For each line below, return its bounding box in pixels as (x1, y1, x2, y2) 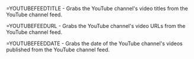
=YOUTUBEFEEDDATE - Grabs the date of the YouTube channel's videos (6, 40, 183, 47)
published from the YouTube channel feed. (6, 46, 110, 53)
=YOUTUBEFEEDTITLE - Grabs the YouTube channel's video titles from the (6, 5, 188, 12)
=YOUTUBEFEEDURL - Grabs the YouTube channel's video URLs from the (6, 23, 186, 29)
